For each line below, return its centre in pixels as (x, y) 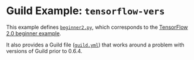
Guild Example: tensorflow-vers (85, 11)
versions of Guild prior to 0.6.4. (44, 51)
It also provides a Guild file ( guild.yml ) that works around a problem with (95, 45)
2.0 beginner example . (34, 33)
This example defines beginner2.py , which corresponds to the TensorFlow (97, 27)
